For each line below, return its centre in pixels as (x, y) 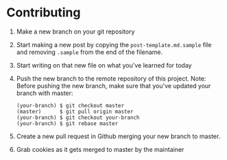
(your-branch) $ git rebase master (67, 123)
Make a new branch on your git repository (75, 31)
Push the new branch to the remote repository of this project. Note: (111, 78)
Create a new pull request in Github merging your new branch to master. (118, 136)
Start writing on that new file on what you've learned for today (104, 65)
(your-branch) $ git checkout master (70, 105)
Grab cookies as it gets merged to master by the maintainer (100, 149)
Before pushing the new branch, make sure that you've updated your (113, 85)
